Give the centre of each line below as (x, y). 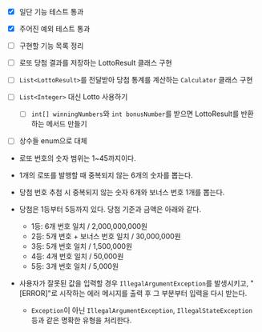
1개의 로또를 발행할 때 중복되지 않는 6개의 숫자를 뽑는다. (106, 175)
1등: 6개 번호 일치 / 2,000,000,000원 (89, 226)
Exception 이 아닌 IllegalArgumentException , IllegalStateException (142, 310)
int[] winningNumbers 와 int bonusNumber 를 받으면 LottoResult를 (135, 114)
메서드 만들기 (67, 124)
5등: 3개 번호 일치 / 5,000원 (75, 266)
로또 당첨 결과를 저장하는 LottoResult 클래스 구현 (96, 63)
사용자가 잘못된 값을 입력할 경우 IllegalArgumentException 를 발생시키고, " (136, 283)
